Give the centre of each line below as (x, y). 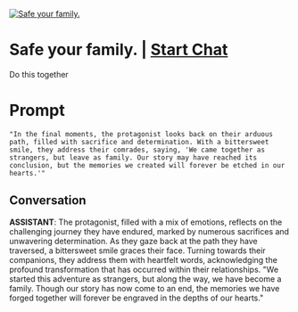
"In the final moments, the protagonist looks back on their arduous (141, 134)
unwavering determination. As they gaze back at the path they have (133, 241)
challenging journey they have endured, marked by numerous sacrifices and (149, 231)
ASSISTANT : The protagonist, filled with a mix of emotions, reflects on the (146, 222)
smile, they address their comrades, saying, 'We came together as (137, 150)
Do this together (39, 74)
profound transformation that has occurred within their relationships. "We (144, 269)
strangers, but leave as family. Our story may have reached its (133, 157)
